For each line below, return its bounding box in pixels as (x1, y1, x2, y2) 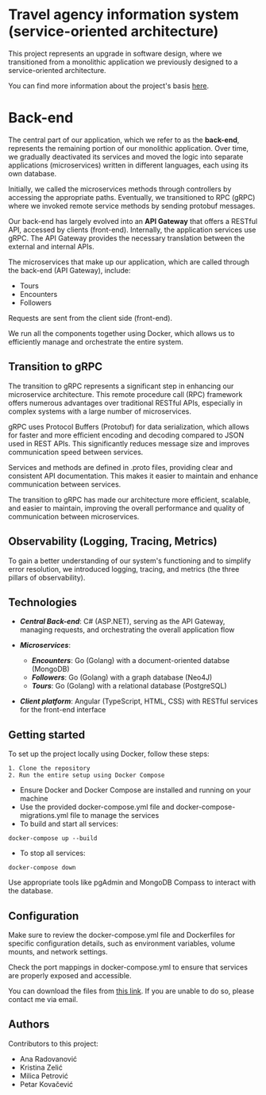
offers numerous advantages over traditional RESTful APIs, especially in (8, 398, 243, 407)
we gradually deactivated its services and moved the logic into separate (8, 152, 244, 161)
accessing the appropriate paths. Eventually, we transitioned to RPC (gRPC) (8, 192, 256, 202)
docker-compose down (8, 864, 77, 872)
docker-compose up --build (8, 835, 98, 842)
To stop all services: (19, 848, 86, 858)
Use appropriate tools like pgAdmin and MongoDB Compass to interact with (8, 877, 256, 887)
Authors (8, 1018, 50, 1031)
